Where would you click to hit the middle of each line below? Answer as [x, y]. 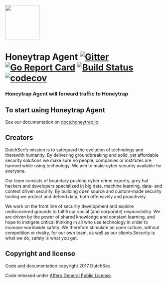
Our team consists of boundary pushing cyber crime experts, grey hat [77, 180]
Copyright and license [40, 254]
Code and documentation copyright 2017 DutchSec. [58, 266]
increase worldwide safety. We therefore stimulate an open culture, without [82, 227]
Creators [19, 138]
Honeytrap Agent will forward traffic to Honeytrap [67, 94]
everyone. [15, 171]
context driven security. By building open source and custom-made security [83, 191]
